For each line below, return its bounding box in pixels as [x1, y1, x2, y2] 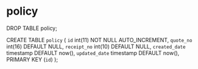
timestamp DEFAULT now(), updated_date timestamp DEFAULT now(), [6, 49, 180, 56]
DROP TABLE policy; [6, 24, 58, 32]
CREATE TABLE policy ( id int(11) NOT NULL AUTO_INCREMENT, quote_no [6, 36, 193, 43]
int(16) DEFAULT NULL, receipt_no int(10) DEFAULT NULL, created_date [6, 43, 186, 50]
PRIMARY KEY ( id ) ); [6, 56, 58, 63]
